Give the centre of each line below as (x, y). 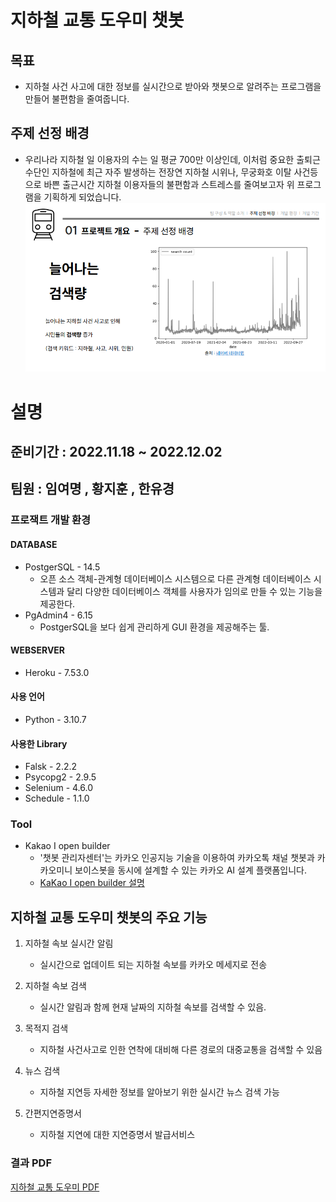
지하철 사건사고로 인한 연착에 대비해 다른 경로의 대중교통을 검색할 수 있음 (181, 1050)
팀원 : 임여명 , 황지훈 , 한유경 (92, 489)
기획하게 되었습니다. (82, 197)
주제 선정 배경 (50, 133)
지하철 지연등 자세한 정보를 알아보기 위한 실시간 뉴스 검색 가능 (159, 1092)
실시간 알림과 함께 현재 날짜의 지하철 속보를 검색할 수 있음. (153, 1007)
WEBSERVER (38, 650)
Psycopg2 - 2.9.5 (60, 777)
